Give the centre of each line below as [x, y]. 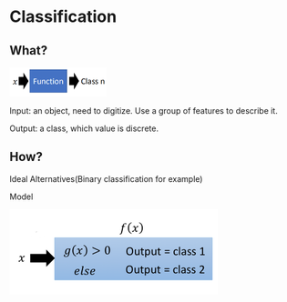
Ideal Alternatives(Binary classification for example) [106, 178]
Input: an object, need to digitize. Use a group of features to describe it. [143, 111]
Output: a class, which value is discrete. [84, 128]
